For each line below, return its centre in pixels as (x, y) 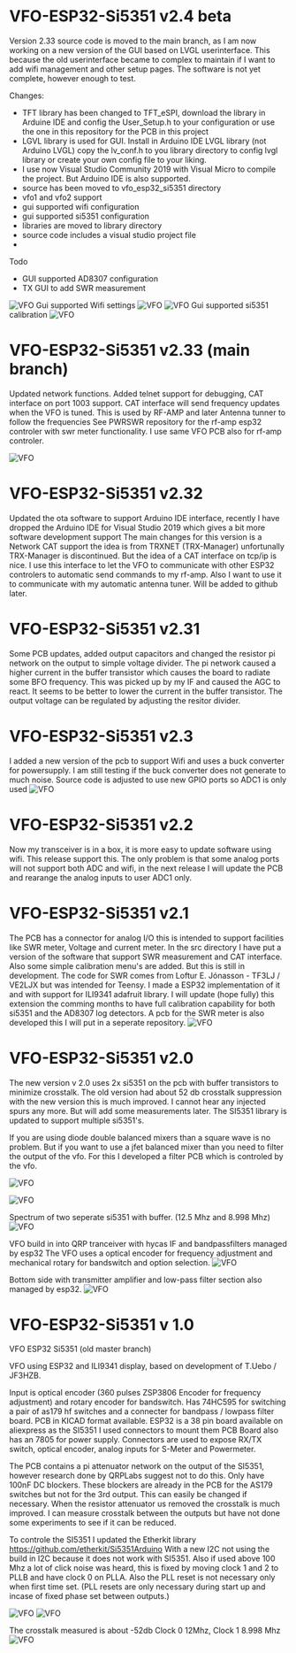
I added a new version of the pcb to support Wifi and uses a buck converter (147, 761)
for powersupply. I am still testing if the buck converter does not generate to (148, 770)
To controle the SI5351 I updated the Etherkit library (103, 1540)
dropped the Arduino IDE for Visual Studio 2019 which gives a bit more (137, 527)
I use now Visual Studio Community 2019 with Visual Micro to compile (149, 169)
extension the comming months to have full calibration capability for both (142, 1003)
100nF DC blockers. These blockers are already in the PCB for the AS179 (141, 1485)
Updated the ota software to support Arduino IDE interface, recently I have (144, 518)
